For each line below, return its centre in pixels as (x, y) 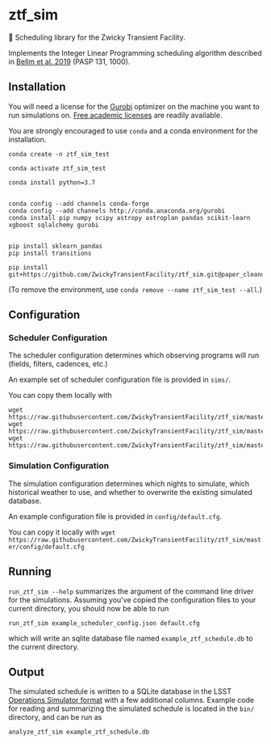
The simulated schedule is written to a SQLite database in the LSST (120, 691)
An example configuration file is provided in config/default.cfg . (115, 516)
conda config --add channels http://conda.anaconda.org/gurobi (117, 211)
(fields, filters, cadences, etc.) (58, 364)
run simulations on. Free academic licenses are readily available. (115, 115)
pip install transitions (50, 253)
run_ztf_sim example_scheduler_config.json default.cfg (104, 623)
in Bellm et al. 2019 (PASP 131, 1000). (69, 61)
